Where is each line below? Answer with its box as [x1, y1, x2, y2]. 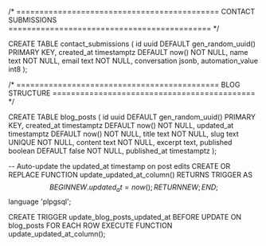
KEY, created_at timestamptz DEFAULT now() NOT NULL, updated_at [8, 121, 234, 130]
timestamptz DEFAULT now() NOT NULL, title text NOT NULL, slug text [8, 129, 239, 139]
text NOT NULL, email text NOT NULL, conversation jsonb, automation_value [8, 56, 259, 65]
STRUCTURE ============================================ [8, 88, 256, 98]
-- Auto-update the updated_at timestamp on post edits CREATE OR [8, 162, 231, 170]
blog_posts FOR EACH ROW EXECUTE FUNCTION [8, 221, 173, 230]
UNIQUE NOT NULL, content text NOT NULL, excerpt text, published [8, 138, 233, 146]
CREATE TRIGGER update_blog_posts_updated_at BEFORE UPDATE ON [8, 212, 241, 221]
